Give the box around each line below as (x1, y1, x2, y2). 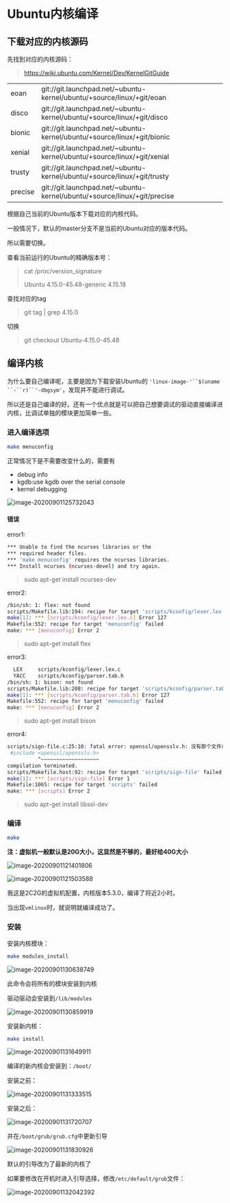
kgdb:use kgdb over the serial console (16, 478, 125, 486)
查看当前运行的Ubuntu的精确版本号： (7, 253, 112, 261)
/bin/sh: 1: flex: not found (7, 601, 90, 608)
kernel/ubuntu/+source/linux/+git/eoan (40, 93, 166, 102)
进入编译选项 (7, 427, 50, 437)
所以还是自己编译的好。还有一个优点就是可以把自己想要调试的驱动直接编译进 (7, 400, 223, 408)
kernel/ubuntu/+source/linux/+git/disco (40, 112, 168, 122)
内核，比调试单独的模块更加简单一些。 (7, 408, 115, 417)
